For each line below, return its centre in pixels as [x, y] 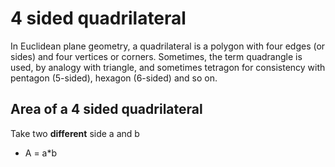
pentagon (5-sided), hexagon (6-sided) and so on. [114, 78]
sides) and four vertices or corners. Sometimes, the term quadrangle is [156, 56]
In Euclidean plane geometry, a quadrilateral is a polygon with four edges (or [168, 46]
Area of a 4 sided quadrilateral [106, 109]
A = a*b [41, 153]
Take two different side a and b [75, 133]
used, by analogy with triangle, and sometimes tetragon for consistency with [168, 67]
